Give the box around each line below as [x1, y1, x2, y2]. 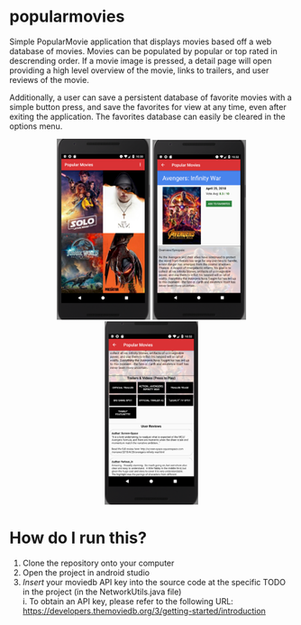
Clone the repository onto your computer [22, 557, 175, 568]
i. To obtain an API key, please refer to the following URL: [22, 595, 234, 606]
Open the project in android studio [22, 566, 150, 578]
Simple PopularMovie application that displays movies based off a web [9, 36, 272, 47]
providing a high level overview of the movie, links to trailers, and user [9, 65, 269, 76]
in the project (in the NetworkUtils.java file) [22, 586, 182, 597]
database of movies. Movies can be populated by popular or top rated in [9, 45, 278, 56]
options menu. [9, 120, 63, 132]
